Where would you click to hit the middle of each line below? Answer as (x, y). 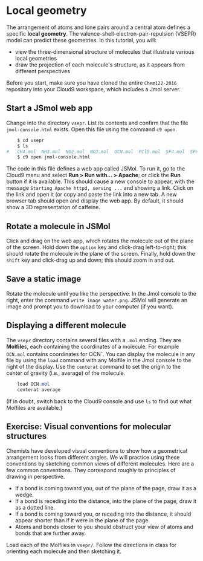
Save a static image (44, 279)
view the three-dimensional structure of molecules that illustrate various (105, 51)
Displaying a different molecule (66, 326)
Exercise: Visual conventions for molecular (89, 427)
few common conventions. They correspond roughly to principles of (91, 470)
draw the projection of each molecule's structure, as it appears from (100, 65)
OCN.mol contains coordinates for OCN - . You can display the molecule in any (101, 353)
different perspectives (43, 71)
